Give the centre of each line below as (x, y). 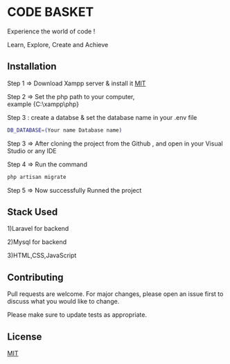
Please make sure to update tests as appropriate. (77, 315)
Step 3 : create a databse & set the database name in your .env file (102, 117)
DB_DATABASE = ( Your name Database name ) (65, 130)
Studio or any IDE (32, 150)
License (25, 337)
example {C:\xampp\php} (43, 104)
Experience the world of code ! (51, 31)
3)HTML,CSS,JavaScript (42, 255)
